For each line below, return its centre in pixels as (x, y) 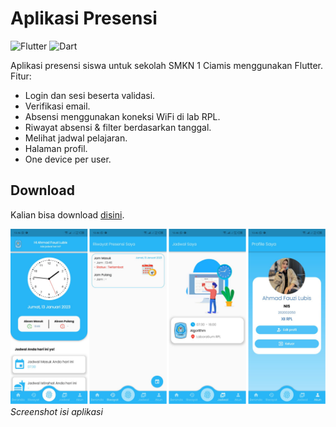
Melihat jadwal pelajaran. (76, 138)
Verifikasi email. (57, 106)
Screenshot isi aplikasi (56, 412)
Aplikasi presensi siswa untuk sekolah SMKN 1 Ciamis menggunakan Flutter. (167, 65)
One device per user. (68, 159)
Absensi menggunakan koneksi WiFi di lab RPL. (122, 116)
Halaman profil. (56, 148)
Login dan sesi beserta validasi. (90, 95)
